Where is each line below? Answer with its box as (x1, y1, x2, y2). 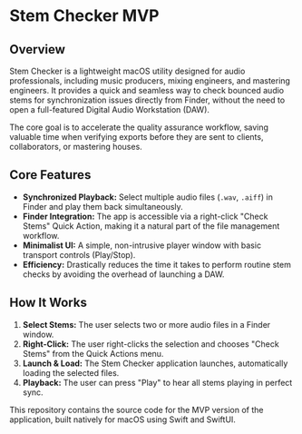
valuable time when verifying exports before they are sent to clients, (9, 132, 264, 142)
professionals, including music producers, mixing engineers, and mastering (9, 75, 290, 86)
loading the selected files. (22, 367, 120, 378)
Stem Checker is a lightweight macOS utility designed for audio (9, 65, 246, 76)
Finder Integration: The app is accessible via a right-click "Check (22, 211, 268, 222)
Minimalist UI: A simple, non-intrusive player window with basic (22, 240, 261, 251)
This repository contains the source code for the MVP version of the (9, 404, 264, 415)
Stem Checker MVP (9, 5, 160, 26)
